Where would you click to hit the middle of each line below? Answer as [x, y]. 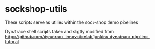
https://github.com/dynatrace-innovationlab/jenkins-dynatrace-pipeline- [77, 37]
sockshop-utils [36, 9]
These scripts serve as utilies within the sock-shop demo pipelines [71, 22]
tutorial [12, 41]
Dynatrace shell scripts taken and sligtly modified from [60, 31]
